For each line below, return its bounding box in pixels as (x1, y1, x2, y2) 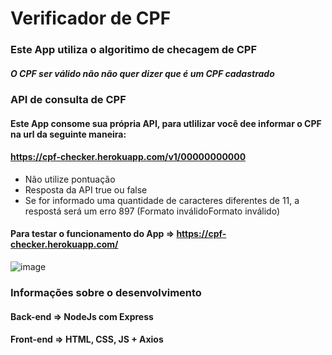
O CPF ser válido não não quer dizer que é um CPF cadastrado (10, 67, 275, 79)
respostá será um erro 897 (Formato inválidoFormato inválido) (24, 205, 281, 217)
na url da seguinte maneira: (10, 128, 127, 140)
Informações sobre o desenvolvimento (10, 286, 202, 299)
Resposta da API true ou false (24, 183, 148, 196)
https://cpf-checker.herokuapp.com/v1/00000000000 (10, 151, 247, 163)
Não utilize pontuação (24, 173, 116, 185)
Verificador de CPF (10, 7, 172, 30)
